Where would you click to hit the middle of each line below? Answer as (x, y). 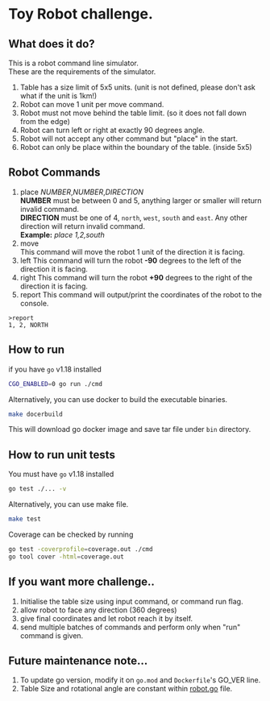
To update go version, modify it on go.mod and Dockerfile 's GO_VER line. (140, 680)
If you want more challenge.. (82, 582)
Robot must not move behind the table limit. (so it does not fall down (133, 113)
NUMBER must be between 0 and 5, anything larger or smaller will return (141, 200)
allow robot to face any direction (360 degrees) (98, 610)
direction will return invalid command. (82, 226)
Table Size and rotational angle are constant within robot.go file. (126, 689)
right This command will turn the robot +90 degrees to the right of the (136, 277)
